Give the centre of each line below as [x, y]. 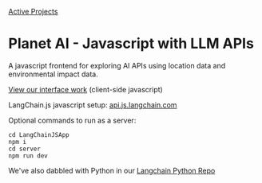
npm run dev [28, 156]
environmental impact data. [53, 74]
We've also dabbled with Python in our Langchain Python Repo [112, 170]
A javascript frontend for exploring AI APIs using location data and [117, 65]
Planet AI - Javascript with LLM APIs [131, 44]
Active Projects [33, 12]
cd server [25, 149]
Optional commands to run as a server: [72, 120]
